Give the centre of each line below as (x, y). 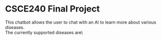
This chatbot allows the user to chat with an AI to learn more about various (81, 22)
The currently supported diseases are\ (44, 32)
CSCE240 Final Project (52, 9)
